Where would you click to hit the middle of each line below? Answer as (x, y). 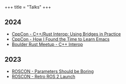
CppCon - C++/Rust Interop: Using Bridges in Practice (66, 34)
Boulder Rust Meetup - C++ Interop (47, 44)
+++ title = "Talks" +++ (28, 7)
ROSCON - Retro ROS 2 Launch (43, 76)
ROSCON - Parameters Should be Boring (52, 71)
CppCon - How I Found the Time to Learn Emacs (61, 39)
